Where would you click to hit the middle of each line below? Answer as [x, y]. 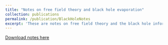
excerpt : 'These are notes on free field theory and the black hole [78, 23]
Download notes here [27, 38]
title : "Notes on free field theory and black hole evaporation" [74, 10]
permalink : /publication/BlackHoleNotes [48, 19]
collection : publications [32, 14]
